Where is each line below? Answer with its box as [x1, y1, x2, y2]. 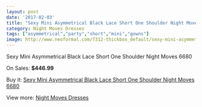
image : [6, 36, 23, 42]
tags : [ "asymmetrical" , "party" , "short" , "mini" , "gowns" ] [6, 31, 149, 37]
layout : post [6, 8, 39, 15]
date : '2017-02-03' [6, 14, 55, 20]
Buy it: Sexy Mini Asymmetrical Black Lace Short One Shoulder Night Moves [6, 76, 195, 83]
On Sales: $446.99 [6, 65, 54, 72]
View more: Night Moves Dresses [6, 94, 89, 101]
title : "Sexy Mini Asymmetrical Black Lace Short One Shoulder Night [6, 20, 185, 26]
